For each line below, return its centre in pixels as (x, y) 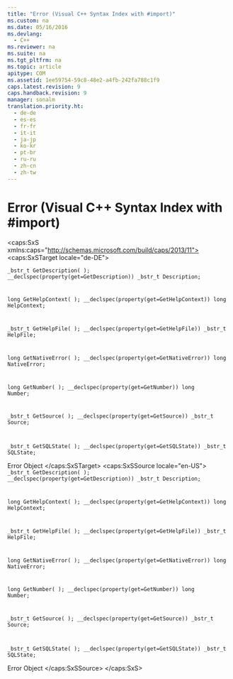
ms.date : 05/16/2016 (38, 27)
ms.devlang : (25, 34)
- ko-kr (25, 146)
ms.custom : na (28, 21)
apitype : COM (27, 73)
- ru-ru (25, 159)
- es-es (25, 119)
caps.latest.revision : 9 (44, 87)
